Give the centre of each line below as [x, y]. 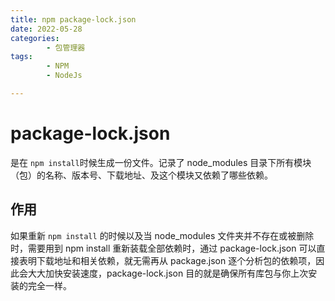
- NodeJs [64, 76]
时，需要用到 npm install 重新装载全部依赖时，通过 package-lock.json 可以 [163, 248]
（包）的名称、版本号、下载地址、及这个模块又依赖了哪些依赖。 [141, 175]
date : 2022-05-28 [46, 29]
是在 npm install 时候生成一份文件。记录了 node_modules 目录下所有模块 [161, 162]
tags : [21, 57]
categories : [35, 38]
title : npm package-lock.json [73, 19]
